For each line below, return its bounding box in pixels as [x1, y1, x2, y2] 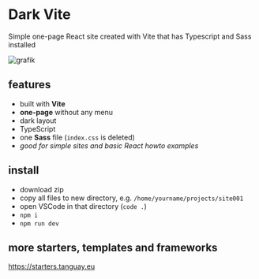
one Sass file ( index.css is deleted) [19, 132, 136, 142]
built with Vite [19, 99, 66, 108]
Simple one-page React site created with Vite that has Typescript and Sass [8, 32, 252, 41]
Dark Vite [8, 6, 71, 24]
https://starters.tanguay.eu [8, 262, 96, 271]
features [8, 78, 51, 91]
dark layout [19, 116, 57, 125]
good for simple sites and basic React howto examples [19, 140, 199, 151]
